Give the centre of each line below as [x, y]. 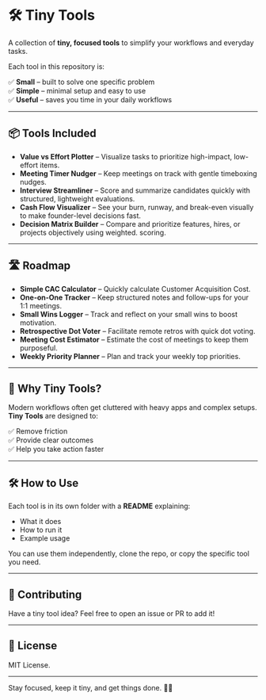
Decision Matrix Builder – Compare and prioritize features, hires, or [130, 224]
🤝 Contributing [45, 594]
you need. [25, 562]
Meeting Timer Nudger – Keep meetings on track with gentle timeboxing [138, 173]
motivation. [38, 323]
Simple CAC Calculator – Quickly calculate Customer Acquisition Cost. [135, 289]
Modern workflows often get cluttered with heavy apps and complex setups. [133, 407]
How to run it [41, 530]
